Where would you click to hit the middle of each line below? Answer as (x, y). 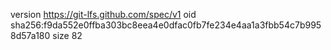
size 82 (67, 35)
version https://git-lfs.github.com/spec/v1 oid (103, 14)
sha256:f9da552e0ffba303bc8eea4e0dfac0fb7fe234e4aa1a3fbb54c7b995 (166, 25)
